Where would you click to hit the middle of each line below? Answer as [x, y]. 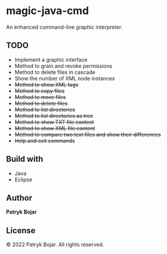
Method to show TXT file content [54, 122]
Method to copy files [40, 91]
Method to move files [40, 97]
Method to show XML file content [55, 128]
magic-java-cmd [47, 11]
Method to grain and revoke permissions [63, 66]
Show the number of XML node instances [65, 78]
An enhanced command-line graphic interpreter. [64, 27]
